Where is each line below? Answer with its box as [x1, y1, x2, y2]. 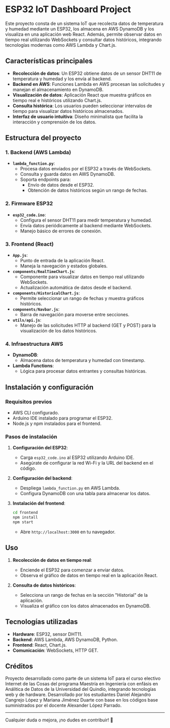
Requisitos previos [5, 398, 52, 405]
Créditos [5, 662, 33, 671]
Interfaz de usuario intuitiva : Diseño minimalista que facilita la [12, 113, 143, 119]
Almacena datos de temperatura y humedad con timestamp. [20, 357, 146, 363]
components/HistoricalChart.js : [12, 290, 80, 296]
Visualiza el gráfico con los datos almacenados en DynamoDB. [20, 602, 151, 609]
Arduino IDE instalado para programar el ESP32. [12, 415, 113, 421]
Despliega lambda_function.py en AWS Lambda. [20, 485, 120, 491]
